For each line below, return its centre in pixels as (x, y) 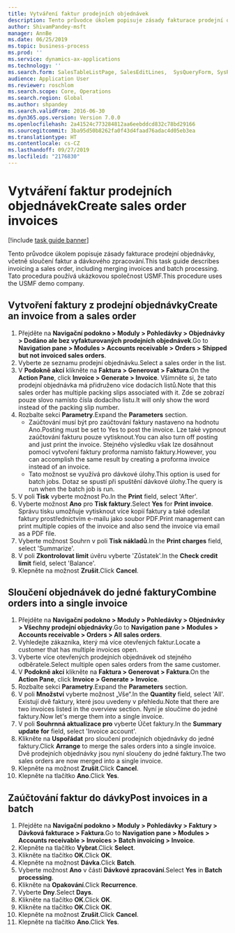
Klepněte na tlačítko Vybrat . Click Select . (76, 848)
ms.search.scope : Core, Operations (60, 91)
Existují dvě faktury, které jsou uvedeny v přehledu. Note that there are (119, 702)
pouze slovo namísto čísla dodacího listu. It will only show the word (114, 399)
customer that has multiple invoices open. (78, 649)
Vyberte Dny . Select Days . (55, 892)
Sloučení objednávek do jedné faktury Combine (112, 593)
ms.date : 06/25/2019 (38, 40)
